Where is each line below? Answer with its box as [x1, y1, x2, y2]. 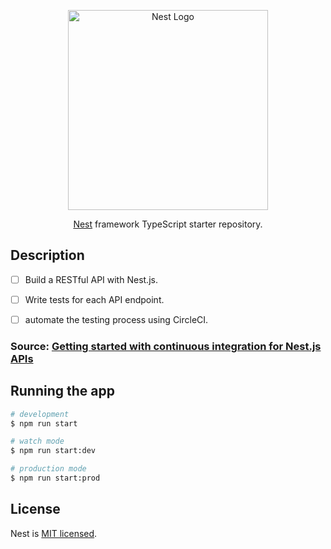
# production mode [10, 464, 87, 474]
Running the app [10, 383, 115, 400]
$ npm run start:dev [10, 446, 97, 456]
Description [10, 247, 85, 264]
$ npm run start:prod [10, 473, 101, 484]
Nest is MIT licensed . [10, 527, 98, 539]
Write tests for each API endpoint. [24, 293, 165, 305]
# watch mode [10, 436, 65, 447]
